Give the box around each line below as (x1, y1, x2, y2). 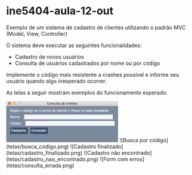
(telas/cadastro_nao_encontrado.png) (6, 155, 99, 162)
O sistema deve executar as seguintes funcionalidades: (6, 42, 142, 49)
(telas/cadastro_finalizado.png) (6, 149, 83, 156)
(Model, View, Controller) (6, 30, 67, 37)
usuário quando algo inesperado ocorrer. (6, 77, 107, 85)
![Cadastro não (83, 149, 120, 156)
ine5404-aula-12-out (6, 4, 114, 18)
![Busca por (119, 136, 148, 143)
